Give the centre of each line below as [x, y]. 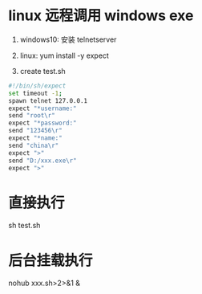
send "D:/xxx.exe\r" [43, 161]
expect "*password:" [43, 123]
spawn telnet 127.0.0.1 [48, 100]
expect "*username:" [43, 108]
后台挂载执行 [51, 260]
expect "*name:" [35, 138]
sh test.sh [24, 226]
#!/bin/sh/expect [37, 86]
